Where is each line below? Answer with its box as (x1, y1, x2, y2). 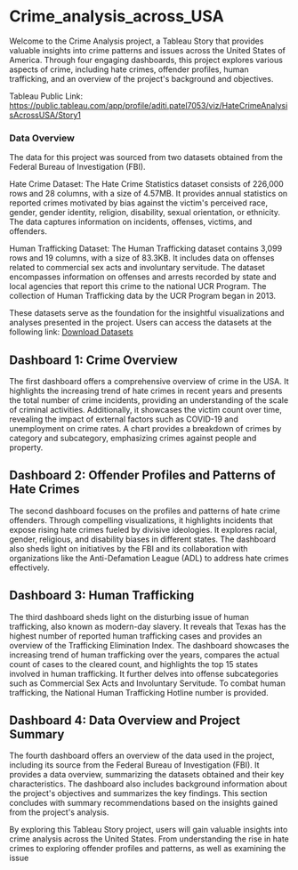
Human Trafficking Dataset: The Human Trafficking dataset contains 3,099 (9, 243, 283, 254)
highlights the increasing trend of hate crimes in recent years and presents (9, 385, 283, 397)
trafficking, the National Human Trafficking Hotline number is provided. (9, 687, 269, 697)
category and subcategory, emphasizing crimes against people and (9, 433, 257, 444)
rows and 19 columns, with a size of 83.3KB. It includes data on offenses (9, 253, 275, 263)
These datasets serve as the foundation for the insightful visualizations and (9, 308, 285, 318)
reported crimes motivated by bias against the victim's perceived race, (9, 197, 269, 208)
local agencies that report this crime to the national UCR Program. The (9, 281, 267, 292)
